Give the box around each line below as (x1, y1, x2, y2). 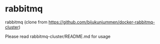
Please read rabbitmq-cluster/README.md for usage (5, 33, 111, 39)
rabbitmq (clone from (5, 19, 48, 25)
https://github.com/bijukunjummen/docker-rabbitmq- (48, 19, 155, 25)
